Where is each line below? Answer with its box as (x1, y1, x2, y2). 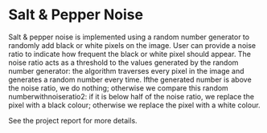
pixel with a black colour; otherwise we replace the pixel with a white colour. (8, 100, 261, 110)
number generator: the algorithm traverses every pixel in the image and (8, 66, 244, 75)
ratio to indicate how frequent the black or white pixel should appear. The (8, 49, 252, 58)
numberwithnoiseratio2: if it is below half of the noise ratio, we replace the (8, 91, 255, 101)
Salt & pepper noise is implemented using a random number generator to (8, 32, 250, 42)
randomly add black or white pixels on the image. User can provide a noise (8, 40, 256, 50)
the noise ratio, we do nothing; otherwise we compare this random (8, 83, 229, 93)
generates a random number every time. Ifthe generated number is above (8, 75, 252, 84)
